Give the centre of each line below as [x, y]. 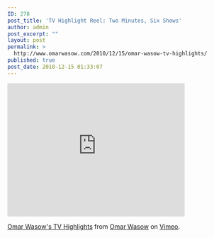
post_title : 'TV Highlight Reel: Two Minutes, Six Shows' [95, 21]
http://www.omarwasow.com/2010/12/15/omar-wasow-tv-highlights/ [111, 54]
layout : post [27, 40]
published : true [31, 60]
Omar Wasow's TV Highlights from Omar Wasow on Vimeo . [94, 226]
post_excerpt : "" [33, 34]
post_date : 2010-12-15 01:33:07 [55, 67]
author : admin [28, 27]
